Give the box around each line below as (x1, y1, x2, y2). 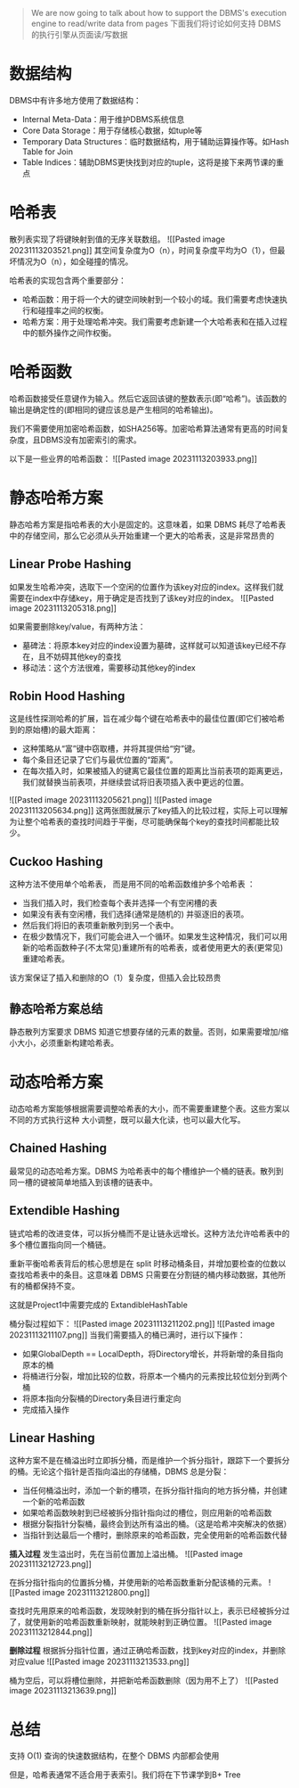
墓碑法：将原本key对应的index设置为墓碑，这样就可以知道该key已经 (21, 639, 271, 650)
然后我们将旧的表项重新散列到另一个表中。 (21, 920, 179, 931)
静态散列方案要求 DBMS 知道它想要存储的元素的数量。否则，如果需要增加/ (9, 1026, 281, 1037)
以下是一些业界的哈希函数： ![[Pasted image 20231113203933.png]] (9, 453, 258, 464)
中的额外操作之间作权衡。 (21, 327, 117, 338)
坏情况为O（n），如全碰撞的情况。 (9, 256, 133, 267)
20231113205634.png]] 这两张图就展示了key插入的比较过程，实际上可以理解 (9, 805, 288, 816)
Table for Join (21, 146, 74, 157)
